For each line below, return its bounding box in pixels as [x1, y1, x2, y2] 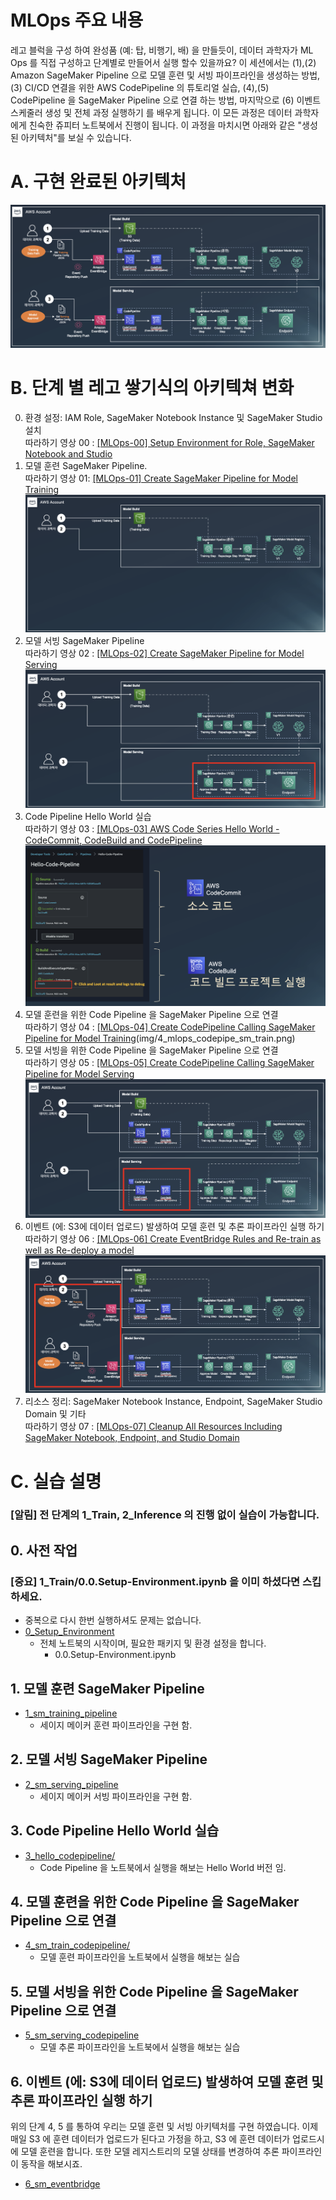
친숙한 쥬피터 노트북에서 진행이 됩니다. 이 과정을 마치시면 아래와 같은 [28, 119, 296, 131]
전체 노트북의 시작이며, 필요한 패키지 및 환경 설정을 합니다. [39, 1637, 267, 1650]
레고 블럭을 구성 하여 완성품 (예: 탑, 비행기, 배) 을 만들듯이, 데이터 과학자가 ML [10, 44, 314, 56]
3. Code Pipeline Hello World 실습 [10, 1822, 220, 1840]
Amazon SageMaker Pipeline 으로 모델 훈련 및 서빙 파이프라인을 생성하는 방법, [10, 69, 321, 81]
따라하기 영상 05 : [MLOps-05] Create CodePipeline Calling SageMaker [24, 1056, 315, 1068]
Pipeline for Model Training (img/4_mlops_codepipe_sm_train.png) [24, 1032, 296, 1044]
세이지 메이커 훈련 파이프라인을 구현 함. [39, 1719, 193, 1731]
